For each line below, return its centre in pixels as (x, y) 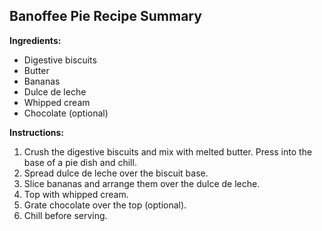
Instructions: (37, 132)
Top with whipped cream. (76, 194)
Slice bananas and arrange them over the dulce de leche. (142, 183)
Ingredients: (35, 40)
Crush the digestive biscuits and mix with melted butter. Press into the (168, 151)
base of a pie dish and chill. (80, 162)
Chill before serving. (65, 215)
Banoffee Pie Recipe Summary (105, 16)
